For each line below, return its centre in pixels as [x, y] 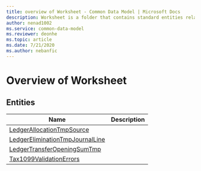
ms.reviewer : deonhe [32, 34]
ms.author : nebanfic [32, 51]
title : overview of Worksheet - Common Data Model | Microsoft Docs [93, 12]
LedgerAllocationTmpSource [49, 130]
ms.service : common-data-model [45, 28]
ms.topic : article [29, 40]
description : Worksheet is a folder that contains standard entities [95, 17]
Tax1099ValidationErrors [44, 158]
